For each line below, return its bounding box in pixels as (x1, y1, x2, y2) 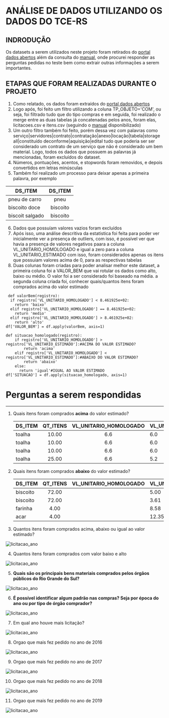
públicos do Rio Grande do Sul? (13, 575, 80, 581)
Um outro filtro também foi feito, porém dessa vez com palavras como (13, 127, 158, 133)
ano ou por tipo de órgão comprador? (13, 600, 92, 606)
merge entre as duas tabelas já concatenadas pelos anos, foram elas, (13, 116, 157, 123)
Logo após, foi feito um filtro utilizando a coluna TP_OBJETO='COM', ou (13, 106, 161, 112)
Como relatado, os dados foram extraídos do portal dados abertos (13, 100, 150, 106)
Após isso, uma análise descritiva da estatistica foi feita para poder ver (13, 230, 159, 236)
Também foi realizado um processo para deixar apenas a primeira (13, 170, 149, 176)
